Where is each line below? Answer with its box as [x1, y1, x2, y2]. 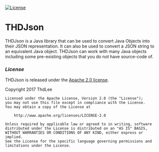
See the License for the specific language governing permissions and [5, 139, 152, 144]
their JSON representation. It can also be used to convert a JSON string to [5, 43, 155, 49]
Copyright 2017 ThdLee [5, 86, 53, 93]
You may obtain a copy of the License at [5, 104, 91, 110]
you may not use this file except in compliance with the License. [5, 101, 146, 105]
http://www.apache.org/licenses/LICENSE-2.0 [14, 113, 106, 118]
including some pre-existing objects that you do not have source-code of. [5, 53, 154, 59]
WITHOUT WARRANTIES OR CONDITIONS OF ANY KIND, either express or [5, 130, 143, 135]
